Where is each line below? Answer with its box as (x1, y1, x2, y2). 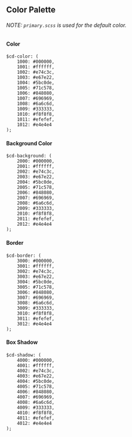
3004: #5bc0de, (17, 279, 55, 285)
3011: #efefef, (17, 315, 55, 322)
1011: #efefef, (17, 116, 55, 122)
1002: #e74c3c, (17, 69, 55, 76)
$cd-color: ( (6, 53, 39, 59)
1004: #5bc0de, (17, 80, 55, 86)
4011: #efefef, (17, 415, 55, 421)
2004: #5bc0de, (17, 179, 55, 185)
